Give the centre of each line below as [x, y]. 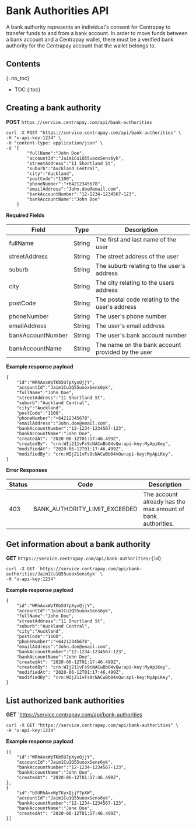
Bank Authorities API [57, 11]
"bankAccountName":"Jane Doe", [55, 808]
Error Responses [27, 470]
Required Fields [25, 215]
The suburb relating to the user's [140, 266]
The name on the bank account [138, 344]
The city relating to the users [135, 282]
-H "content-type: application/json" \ [55, 143]
